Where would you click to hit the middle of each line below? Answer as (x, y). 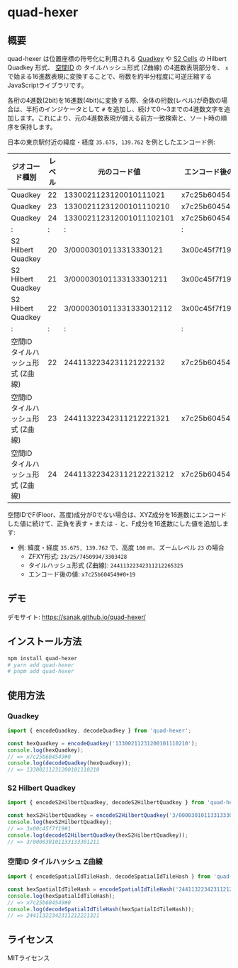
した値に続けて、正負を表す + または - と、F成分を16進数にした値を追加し (115, 523)
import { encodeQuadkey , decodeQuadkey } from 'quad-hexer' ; (100, 730)
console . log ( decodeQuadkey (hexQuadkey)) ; (69, 763)
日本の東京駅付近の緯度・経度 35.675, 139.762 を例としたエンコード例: (112, 142)
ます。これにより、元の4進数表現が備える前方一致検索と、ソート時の (120, 118)
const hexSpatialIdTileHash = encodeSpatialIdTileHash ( (91, 889)
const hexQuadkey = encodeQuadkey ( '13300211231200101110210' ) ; (103, 743)
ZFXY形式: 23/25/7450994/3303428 (78, 556)
